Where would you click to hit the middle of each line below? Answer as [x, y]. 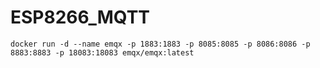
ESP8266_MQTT [80, 17]
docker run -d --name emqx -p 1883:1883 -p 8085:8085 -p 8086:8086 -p [160, 44]
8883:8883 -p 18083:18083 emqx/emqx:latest [102, 52]
